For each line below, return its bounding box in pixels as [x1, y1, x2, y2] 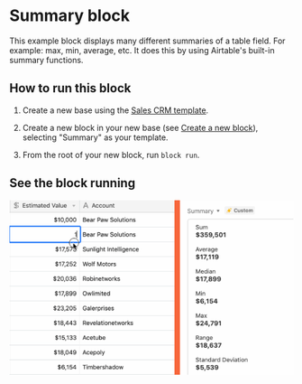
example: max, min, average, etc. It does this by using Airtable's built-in [9, 44, 275, 55]
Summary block [9, 5, 131, 26]
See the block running [9, 175, 136, 191]
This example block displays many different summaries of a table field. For [9, 35, 286, 46]
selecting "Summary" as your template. [22, 132, 169, 143]
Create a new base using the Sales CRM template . [22, 105, 209, 116]
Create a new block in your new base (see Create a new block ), [22, 122, 259, 133]
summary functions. [9, 54, 84, 65]
